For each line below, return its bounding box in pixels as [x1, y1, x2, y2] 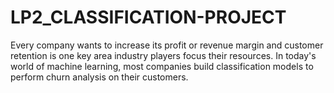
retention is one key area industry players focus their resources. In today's [10, 49, 317, 61]
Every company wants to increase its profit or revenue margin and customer [10, 39, 324, 51]
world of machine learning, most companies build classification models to [10, 60, 314, 72]
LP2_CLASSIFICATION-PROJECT [10, 6, 287, 29]
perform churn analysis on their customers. [10, 71, 189, 83]
